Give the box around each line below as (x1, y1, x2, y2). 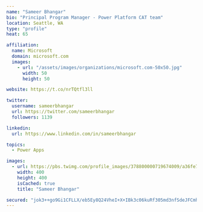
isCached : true (17, 180, 56, 187)
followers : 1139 (11, 114, 53, 120)
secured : (6, 197, 28, 203)
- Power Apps (11, 147, 45, 154)
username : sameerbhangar (11, 103, 74, 109)
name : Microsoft (11, 48, 53, 54)
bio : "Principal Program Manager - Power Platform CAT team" (6, 14, 164, 20)
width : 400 (17, 169, 45, 175)
